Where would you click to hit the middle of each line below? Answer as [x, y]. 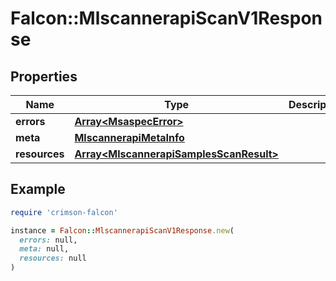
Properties [44, 76]
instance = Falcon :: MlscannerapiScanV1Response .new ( [122, 230]
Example [38, 189]
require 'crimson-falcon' [64, 212]
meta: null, [44, 249]
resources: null [53, 258]
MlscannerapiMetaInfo [129, 137]
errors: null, [48, 240]
